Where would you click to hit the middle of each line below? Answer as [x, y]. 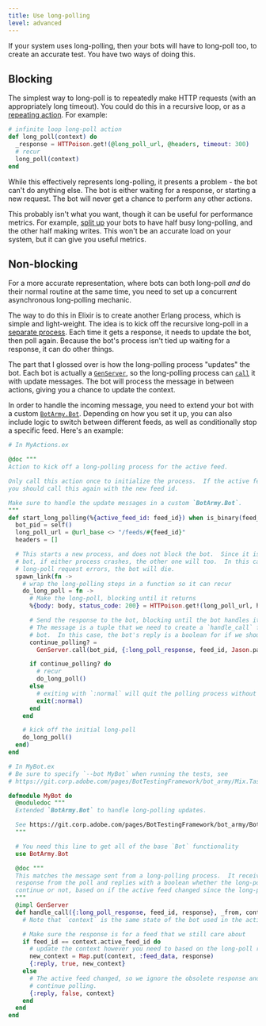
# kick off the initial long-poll [79, 730]
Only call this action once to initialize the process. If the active [129, 481]
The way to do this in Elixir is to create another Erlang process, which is [125, 315]
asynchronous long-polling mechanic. [70, 300]
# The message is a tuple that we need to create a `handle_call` [141, 627]
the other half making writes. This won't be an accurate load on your [120, 230]
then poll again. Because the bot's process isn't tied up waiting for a [119, 341]
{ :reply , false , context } [72, 993]
